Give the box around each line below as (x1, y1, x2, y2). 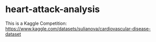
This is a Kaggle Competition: (5, 20, 67, 26)
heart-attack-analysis (5, 4, 100, 15)
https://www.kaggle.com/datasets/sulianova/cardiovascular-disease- (5, 25, 151, 31)
